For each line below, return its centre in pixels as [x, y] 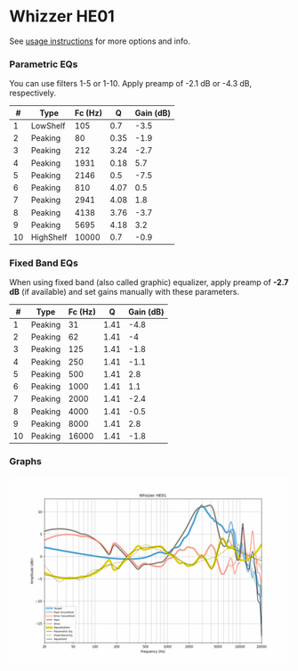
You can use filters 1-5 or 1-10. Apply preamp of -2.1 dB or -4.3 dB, [131, 84]
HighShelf [49, 237]
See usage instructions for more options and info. [100, 41]
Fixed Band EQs [44, 263]
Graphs [25, 462]
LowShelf [48, 126]
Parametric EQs [44, 64]
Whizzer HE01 [62, 16]
